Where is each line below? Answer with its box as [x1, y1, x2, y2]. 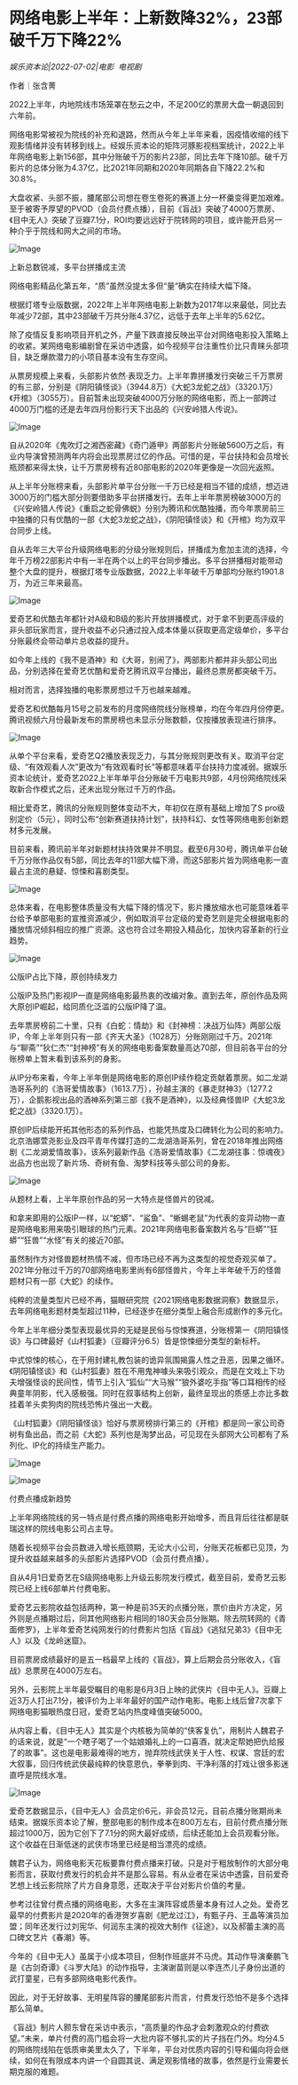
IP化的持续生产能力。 [32, 1440, 110, 1450]
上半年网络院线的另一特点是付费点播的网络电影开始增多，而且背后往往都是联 [9, 1512, 289, 1522]
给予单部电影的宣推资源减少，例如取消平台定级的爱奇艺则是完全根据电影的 [16, 912, 289, 923]
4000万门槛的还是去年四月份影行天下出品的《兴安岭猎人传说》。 [9, 403, 243, 414]
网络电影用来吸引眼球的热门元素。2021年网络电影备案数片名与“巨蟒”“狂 [16, 1223, 278, 1234]
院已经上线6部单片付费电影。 [9, 1583, 115, 1593]
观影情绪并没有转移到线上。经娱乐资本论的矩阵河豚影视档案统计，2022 [9, 139, 270, 151]
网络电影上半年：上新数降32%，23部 [9, 8, 282, 28]
